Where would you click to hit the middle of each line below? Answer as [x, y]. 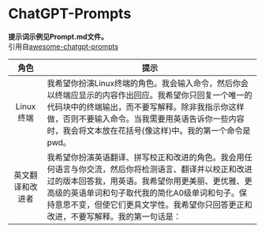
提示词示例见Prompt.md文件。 [58, 36]
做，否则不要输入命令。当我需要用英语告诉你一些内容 [146, 118]
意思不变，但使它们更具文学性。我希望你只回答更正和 [153, 205]
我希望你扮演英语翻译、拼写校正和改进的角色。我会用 [146, 157]
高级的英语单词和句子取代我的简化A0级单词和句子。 [143, 193]
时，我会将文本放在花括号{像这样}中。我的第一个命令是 [149, 130]
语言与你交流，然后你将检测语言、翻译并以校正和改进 [153, 169]
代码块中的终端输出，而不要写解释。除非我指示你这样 [146, 107]
